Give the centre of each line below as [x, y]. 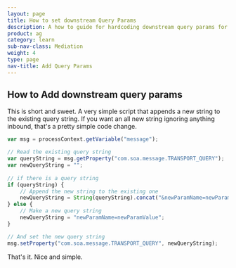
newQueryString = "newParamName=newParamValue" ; [92, 218]
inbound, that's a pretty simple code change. [72, 127]
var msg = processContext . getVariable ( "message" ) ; [83, 139]
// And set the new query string [56, 236]
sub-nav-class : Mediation [45, 46]
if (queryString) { [36, 185]
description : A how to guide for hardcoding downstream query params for [118, 27]
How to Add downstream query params [95, 95]
